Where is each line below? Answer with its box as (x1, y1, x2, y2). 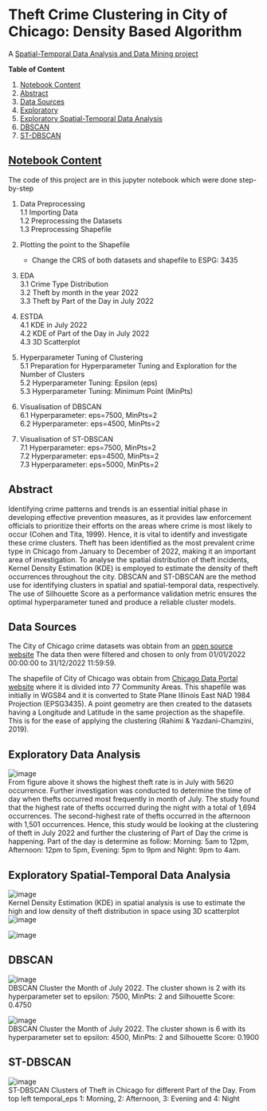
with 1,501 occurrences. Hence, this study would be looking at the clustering (8, 820, 259, 829)
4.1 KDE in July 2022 (19, 320, 88, 329)
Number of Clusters (19, 369, 85, 379)
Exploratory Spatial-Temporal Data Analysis (19, 113, 163, 123)
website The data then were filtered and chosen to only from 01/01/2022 (8, 650, 245, 660)
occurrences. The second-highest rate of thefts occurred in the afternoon (8, 811, 251, 821)
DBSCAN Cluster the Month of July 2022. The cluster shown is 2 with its (8, 983, 245, 992)
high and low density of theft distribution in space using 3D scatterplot (8, 907, 240, 916)
